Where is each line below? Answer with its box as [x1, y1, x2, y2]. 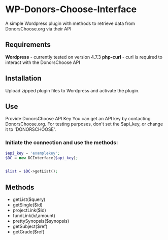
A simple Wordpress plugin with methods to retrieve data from [5, 20, 136, 26]
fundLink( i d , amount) [12, 213, 56, 219]
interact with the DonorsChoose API [5, 59, 80, 65]
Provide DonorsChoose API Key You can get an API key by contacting [5, 116, 151, 122]
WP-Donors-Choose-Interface [5, 4, 137, 15]
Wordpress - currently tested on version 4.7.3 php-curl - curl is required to [5, 54, 162, 60]
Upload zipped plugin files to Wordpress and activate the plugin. [5, 87, 140, 93]
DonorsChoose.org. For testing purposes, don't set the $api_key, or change [5, 121, 163, 127]
